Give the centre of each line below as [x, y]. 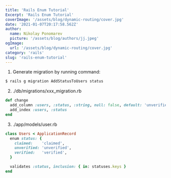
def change [17, 100]
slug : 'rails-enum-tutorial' [36, 57]
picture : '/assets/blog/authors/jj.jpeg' [54, 39]
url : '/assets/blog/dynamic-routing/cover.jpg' [61, 48]
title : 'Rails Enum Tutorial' [37, 10]
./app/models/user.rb [35, 124]
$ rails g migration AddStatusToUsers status [54, 81]
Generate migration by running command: [56, 72]
